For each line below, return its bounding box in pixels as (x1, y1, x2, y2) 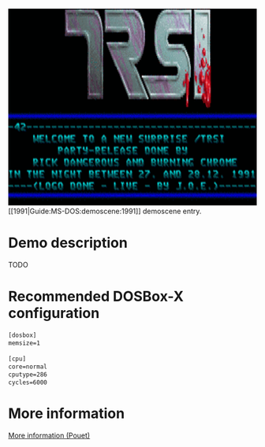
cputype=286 (8, 371, 47, 379)
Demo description (8, 234, 128, 252)
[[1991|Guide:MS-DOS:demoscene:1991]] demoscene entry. (8, 206, 202, 216)
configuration (8, 305, 100, 323)
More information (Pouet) (8, 430, 91, 440)
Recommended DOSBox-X (8, 288, 184, 305)
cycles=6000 (8, 379, 47, 386)
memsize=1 (8, 339, 41, 347)
